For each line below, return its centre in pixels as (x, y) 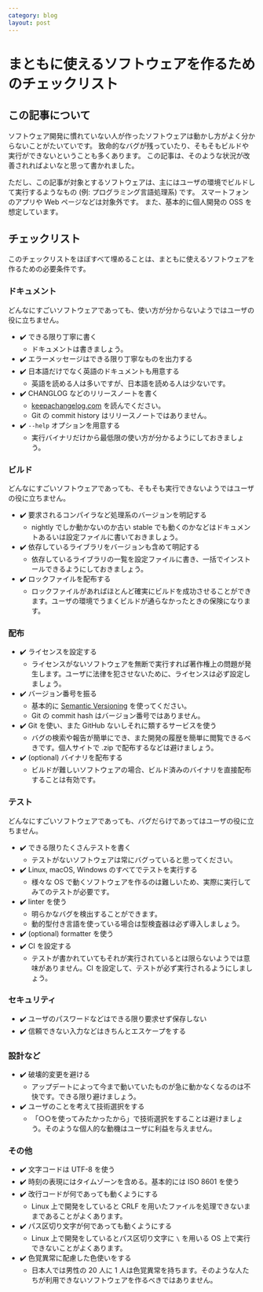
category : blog (33, 15)
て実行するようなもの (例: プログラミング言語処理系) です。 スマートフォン (129, 192)
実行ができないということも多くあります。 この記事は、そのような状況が (126, 155)
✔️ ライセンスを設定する (58, 652)
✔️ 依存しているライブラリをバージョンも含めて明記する (110, 546)
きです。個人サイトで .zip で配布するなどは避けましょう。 (124, 748)
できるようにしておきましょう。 (96, 568)
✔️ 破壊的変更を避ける (55, 1075)
